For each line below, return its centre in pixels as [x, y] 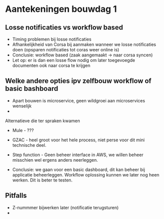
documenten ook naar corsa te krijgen [51, 66]
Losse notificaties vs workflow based [64, 27]
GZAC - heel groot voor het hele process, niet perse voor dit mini [79, 140]
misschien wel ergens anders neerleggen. [55, 160]
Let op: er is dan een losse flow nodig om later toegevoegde [74, 60]
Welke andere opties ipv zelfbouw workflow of [78, 81]
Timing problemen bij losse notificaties [52, 39]
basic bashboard [32, 89]
